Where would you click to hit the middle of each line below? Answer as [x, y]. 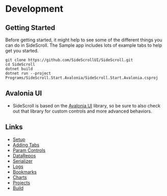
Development [34, 9]
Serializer [23, 161]
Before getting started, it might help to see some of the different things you [84, 40]
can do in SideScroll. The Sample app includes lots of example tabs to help [84, 45]
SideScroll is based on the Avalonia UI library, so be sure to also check [86, 105]
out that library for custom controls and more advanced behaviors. [82, 111]
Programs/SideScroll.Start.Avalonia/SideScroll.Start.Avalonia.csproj [82, 78]
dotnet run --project [28, 73]
